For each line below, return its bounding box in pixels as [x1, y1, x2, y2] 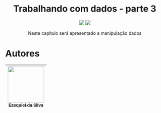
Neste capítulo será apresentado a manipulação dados [28, 30, 142, 36]
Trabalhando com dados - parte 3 [13, 3, 156, 15]
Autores [5, 48, 40, 60]
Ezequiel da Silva [8, 102, 44, 108]
